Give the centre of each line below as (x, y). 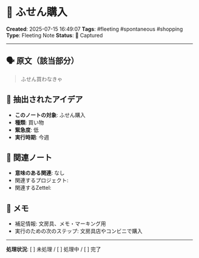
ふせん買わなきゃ (41, 79)
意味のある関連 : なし (40, 173)
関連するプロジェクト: (41, 180)
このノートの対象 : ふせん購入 (50, 115)
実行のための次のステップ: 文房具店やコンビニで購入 (78, 231)
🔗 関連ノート (29, 157)
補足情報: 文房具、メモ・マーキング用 (60, 224)
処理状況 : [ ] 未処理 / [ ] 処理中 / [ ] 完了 (54, 249)
